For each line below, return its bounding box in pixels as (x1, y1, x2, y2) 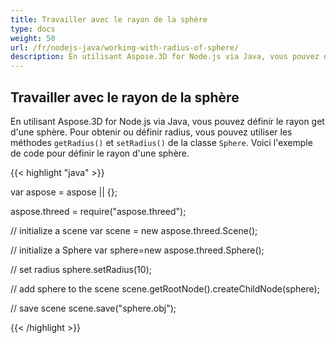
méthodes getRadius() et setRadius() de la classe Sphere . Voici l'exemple (10, 136, 313, 148)
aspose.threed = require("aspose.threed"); (10, 205, 187, 217)
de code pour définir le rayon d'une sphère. (10, 147, 190, 159)
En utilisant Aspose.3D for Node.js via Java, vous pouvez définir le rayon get (10, 115, 325, 127)
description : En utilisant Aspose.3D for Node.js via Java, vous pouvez (10, 52, 320, 62)
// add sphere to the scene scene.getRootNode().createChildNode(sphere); (10, 282, 320, 295)
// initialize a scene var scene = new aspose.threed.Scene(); (10, 224, 258, 236)
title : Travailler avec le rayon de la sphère (10, 14, 208, 25)
